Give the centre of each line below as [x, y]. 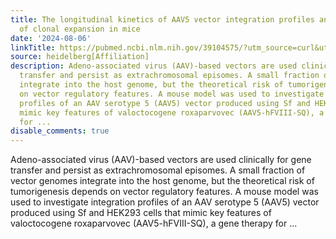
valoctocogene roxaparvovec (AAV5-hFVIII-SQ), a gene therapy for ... [154, 223]
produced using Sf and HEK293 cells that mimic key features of [141, 213]
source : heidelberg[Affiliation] [80, 57]
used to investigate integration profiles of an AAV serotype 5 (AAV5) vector [165, 202]
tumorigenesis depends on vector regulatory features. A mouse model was [164, 192]
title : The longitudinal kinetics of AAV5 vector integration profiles [162, 19]
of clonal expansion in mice [80, 29]
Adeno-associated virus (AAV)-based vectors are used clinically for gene [161, 160]
